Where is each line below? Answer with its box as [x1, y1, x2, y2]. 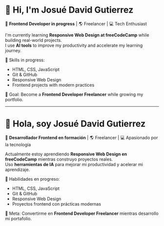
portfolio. [5, 96, 23, 102]
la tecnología [5, 141, 31, 148]
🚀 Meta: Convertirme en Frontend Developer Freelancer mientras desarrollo [5, 210, 159, 216]
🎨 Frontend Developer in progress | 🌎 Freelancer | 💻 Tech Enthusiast [5, 20, 147, 26]
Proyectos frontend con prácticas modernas [12, 201, 102, 207]
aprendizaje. [5, 167, 30, 172]
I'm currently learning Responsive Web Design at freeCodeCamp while [5, 32, 149, 38]
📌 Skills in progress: [5, 57, 45, 63]
